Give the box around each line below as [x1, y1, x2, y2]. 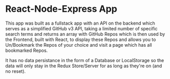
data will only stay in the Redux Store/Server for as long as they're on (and [5, 63, 162, 69]
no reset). [5, 68, 26, 74]
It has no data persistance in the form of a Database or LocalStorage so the [5, 57, 164, 63]
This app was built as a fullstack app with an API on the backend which [5, 20, 155, 26]
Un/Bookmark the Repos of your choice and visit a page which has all [5, 42, 152, 48]
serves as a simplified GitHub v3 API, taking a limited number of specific [5, 25, 158, 31]
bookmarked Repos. [5, 47, 48, 53]
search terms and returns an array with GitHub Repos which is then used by [5, 31, 165, 37]
